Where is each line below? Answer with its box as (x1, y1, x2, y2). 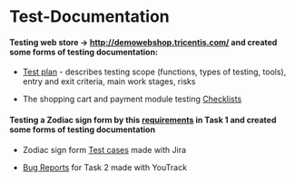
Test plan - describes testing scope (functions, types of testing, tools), (22, 66, 287, 78)
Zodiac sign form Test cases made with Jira (22, 144, 187, 155)
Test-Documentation (9, 6, 170, 27)
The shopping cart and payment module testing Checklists (22, 93, 242, 105)
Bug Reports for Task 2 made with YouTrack (22, 161, 188, 173)
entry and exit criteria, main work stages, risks (22, 76, 196, 87)
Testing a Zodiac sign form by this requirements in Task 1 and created (9, 114, 277, 125)
